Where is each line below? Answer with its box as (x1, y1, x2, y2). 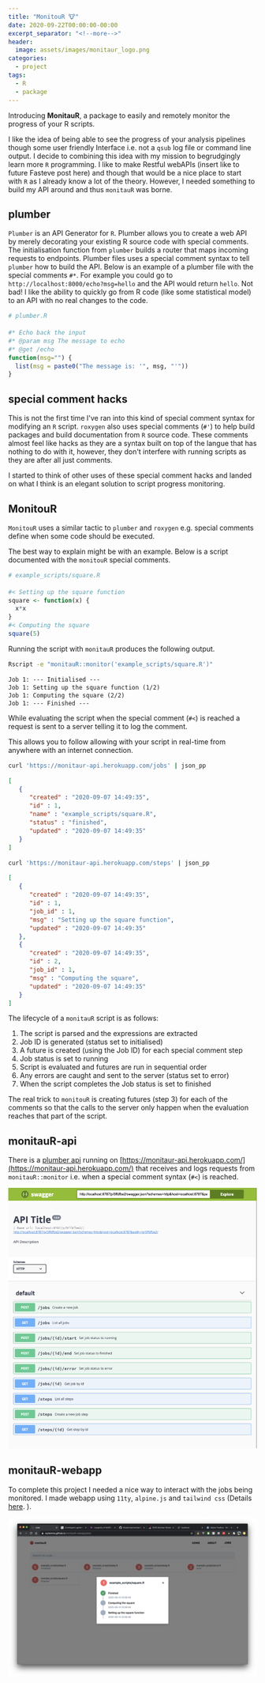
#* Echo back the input (8, 329, 87, 337)
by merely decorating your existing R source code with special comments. (8, 237, 249, 247)
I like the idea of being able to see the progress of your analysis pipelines (8, 134, 246, 144)
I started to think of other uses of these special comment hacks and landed (8, 471, 252, 480)
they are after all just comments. (8, 456, 113, 465)
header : (8, 38, 34, 46)
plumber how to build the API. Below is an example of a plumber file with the (8, 262, 254, 272)
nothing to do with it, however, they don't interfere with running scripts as (8, 447, 247, 456)
